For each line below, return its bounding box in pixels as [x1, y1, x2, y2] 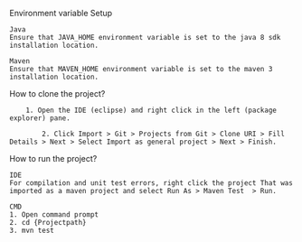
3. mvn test [9, 226, 54, 235]
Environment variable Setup [9, 8, 113, 18]
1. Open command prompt [9, 210, 99, 219]
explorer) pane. [9, 114, 71, 123]
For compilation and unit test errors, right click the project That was [9, 179, 294, 188]
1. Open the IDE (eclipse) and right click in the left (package [25, 106, 278, 115]
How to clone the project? [9, 88, 106, 98]
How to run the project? [9, 154, 98, 163]
